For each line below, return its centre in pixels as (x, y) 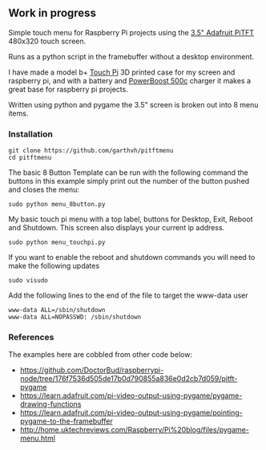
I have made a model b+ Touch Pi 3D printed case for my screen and (122, 72)
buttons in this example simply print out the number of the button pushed (129, 181)
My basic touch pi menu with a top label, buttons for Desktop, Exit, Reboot (131, 219)
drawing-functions (50, 404)
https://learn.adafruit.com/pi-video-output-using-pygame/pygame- (131, 395)
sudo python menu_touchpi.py (57, 243)
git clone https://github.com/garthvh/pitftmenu (91, 151)
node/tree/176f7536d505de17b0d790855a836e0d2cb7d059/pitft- (129, 379)
